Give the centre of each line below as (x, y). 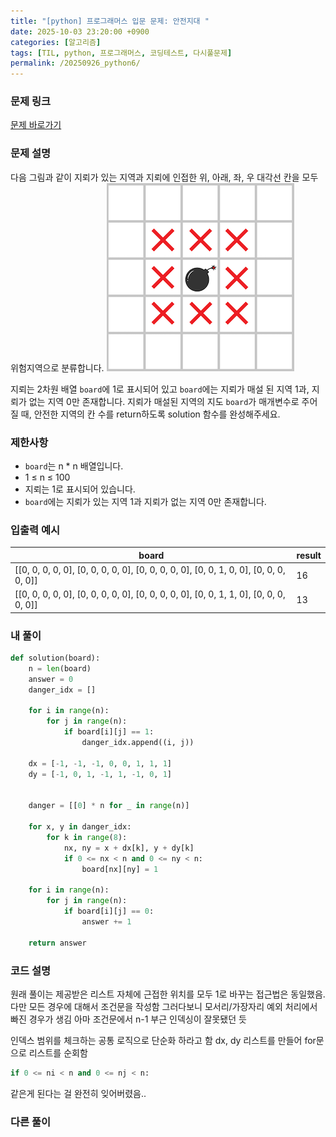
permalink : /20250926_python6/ (75, 63)
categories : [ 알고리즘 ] (56, 42)
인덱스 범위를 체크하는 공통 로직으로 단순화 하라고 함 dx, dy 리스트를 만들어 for (163, 1040)
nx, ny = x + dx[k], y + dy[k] (129, 848)
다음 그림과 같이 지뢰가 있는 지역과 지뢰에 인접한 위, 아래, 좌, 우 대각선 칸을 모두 (164, 177)
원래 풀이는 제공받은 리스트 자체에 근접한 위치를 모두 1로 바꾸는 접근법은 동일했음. (168, 994)
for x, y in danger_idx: (80, 827)
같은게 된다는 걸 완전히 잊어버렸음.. (78, 1093)
